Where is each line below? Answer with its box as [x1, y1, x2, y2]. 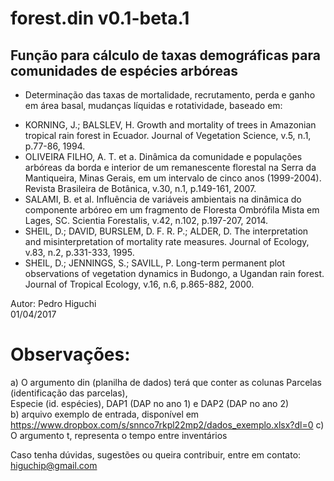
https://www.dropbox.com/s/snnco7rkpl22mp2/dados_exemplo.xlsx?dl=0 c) [10, 418, 325, 431]
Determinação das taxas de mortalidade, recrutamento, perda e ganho [24, 89, 316, 101]
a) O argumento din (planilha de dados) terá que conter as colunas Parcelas [10, 376, 322, 388]
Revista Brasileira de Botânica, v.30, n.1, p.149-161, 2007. [24, 183, 257, 194]
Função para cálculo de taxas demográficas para [10, 47, 321, 64]
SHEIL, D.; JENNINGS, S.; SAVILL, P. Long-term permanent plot [24, 257, 286, 269]
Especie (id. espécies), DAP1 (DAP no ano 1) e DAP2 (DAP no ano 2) [10, 397, 290, 409]
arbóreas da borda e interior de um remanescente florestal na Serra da [24, 162, 317, 173]
